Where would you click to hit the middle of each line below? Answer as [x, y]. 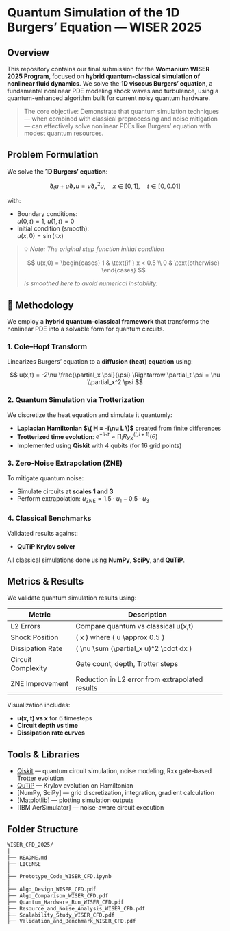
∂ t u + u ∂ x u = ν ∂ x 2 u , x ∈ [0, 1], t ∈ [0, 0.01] [115, 186]
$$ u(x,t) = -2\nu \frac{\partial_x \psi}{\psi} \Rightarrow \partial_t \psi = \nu [115, 375]
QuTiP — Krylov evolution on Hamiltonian [75, 786]
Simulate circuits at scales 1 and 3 [65, 491]
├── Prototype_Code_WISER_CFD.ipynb [59, 877]
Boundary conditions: [47, 214]
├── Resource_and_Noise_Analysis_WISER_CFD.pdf [76, 908]
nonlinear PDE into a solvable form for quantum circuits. [86, 329]
